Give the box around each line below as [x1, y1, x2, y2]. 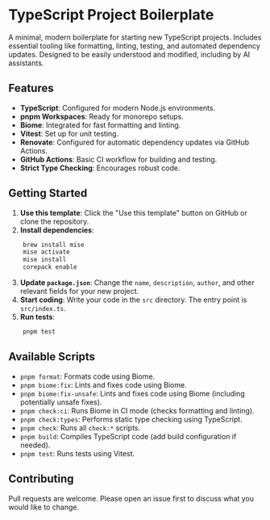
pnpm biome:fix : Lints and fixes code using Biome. [19, 380, 187, 389]
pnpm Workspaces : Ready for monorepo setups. [19, 111, 184, 121]
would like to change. [8, 502, 79, 512]
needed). [19, 440, 51, 450]
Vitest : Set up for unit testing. [19, 128, 119, 138]
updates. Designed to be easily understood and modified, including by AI [8, 49, 251, 59]
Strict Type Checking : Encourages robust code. [19, 163, 181, 173]
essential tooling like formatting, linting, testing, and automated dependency [8, 40, 260, 50]
